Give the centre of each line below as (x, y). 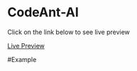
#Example (22, 59)
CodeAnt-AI (43, 12)
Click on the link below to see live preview (68, 32)
